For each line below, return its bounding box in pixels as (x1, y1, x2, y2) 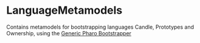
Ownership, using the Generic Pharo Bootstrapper (6, 29, 132, 36)
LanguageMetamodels (6, 4, 123, 17)
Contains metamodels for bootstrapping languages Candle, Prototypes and (6, 23, 195, 30)
